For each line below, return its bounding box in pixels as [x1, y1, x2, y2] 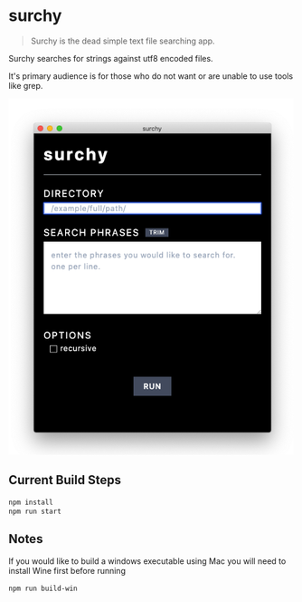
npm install [8, 498, 53, 507]
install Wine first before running [8, 565, 126, 576]
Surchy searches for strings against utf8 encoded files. [8, 53, 213, 63]
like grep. [8, 80, 43, 91]
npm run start [8, 507, 62, 516]
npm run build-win [8, 584, 78, 593]
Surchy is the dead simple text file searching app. [30, 35, 215, 46]
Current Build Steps [8, 472, 121, 488]
